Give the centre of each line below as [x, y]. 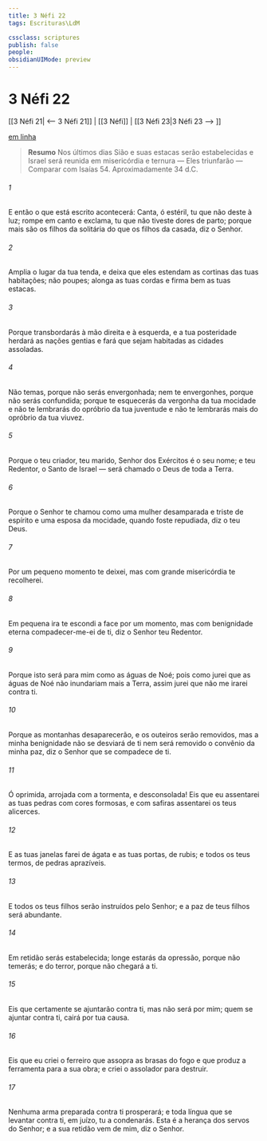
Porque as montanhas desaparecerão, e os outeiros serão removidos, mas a [133, 734]
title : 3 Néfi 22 [37, 16]
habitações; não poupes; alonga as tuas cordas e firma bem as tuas [120, 281]
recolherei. [26, 580]
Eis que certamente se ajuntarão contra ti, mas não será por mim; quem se [131, 1009]
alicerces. [24, 811]
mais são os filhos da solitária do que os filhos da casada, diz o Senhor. [126, 229]
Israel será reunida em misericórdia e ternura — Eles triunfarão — [135, 160]
